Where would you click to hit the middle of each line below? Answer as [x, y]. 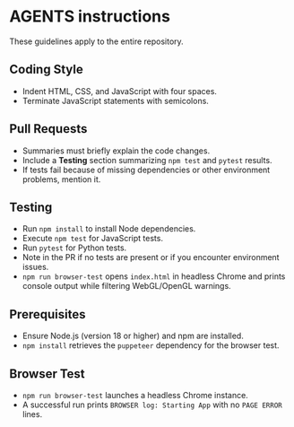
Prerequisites [48, 314]
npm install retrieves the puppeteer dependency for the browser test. [151, 345]
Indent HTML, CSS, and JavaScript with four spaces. [120, 91]
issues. [35, 267]
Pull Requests [48, 129]
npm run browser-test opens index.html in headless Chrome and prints [154, 276]
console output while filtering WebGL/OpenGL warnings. [126, 286]
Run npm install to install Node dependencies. [109, 229]
